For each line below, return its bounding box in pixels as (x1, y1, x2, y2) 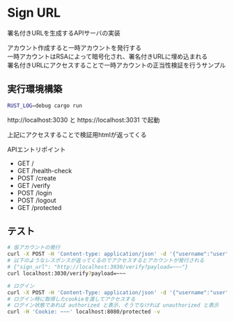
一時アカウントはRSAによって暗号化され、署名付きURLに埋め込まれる (7, 52, 208, 61)
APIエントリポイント (7, 145, 66, 154)
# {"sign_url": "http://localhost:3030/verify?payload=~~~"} (7, 264, 189, 271)
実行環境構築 (7, 83, 63, 95)
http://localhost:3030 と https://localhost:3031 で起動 (7, 115, 160, 124)
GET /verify (17, 181, 51, 189)
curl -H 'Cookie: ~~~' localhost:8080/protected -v (7, 308, 160, 316)
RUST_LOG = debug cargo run (7, 102, 82, 109)
